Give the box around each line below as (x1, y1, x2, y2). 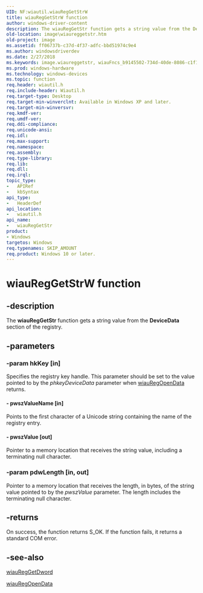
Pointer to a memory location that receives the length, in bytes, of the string (6, 482, 195, 489)
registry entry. (6, 419, 42, 427)
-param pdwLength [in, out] (6, 468, 89, 477)
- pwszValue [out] (6, 433, 53, 441)
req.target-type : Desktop (6, 93, 71, 99)
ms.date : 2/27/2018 (6, 54, 56, 60)
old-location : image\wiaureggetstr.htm (6, 31, 107, 38)
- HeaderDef (6, 200, 42, 206)
